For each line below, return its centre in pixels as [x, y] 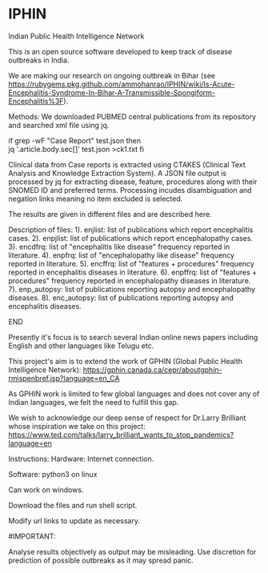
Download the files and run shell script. [73, 505]
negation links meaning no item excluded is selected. [96, 198]
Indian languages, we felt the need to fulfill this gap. [94, 402]
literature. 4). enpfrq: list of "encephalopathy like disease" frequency [121, 255]
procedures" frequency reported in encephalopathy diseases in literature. [130, 280]
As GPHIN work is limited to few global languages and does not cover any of [134, 394]
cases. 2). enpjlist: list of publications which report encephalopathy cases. [131, 238]
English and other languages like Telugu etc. [81, 346]
